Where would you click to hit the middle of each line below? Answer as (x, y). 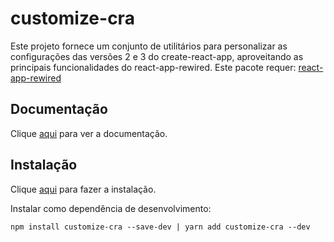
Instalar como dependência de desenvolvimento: (111, 208)
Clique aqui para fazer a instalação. (83, 189)
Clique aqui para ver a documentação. (89, 133)
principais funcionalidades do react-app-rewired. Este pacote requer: (153, 67)
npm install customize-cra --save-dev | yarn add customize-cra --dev (160, 227)
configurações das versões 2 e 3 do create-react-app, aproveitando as (157, 56)
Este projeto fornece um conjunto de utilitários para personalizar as (149, 46)
